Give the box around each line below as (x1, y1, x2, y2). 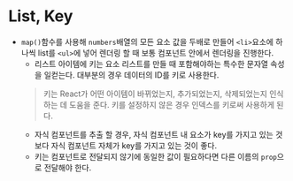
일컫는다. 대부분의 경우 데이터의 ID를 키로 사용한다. (43, 69, 220, 80)
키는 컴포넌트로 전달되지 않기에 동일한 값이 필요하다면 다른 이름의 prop (34, 151, 278, 162)
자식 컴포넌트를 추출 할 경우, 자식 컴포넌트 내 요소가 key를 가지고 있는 (34, 129, 274, 140)
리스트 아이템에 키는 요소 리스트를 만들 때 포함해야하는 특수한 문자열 (34, 58, 269, 69)
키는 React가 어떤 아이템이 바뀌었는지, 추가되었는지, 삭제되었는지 (42, 88, 267, 99)
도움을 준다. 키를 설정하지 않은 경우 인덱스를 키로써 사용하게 (69, 99, 275, 109)
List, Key (8, 6, 73, 26)
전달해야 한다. (43, 162, 92, 173)
